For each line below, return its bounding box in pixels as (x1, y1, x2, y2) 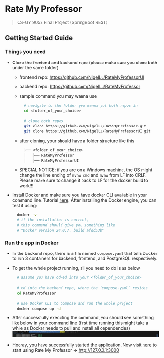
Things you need (5, 48, 46, 55)
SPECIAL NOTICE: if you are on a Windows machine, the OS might (19, 167, 153, 173)
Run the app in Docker (5, 239, 59, 246)
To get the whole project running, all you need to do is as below (12, 265, 140, 271)
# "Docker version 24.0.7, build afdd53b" (17, 228, 104, 233)
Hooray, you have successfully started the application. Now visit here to (12, 342, 157, 348)
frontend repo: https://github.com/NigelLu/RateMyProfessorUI (19, 74, 144, 80)
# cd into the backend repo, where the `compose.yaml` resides (17, 286, 148, 291)
